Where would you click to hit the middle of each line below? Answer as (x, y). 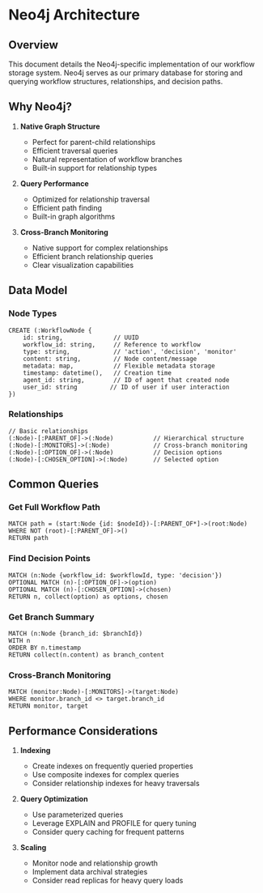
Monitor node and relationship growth (95, 863)
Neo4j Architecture (74, 15)
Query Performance (54, 183)
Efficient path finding (67, 207)
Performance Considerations (83, 731)
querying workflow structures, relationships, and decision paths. (116, 81)
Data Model (38, 290)
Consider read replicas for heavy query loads (108, 881)
